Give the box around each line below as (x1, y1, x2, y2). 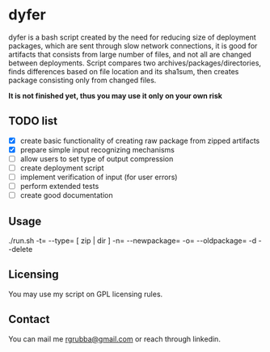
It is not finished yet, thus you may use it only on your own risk (8, 90, 222, 100)
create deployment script (19, 163, 104, 173)
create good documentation (19, 191, 113, 200)
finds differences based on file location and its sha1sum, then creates (8, 66, 239, 76)
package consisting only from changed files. (8, 75, 157, 85)
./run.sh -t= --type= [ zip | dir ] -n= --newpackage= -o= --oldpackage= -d (8, 236, 257, 245)
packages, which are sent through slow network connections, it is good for (8, 40, 258, 50)
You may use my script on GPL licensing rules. (8, 289, 163, 299)
